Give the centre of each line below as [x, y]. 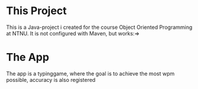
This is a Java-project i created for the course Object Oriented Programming [99, 27]
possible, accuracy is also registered [51, 80]
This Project [36, 11]
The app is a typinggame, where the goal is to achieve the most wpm [90, 73]
